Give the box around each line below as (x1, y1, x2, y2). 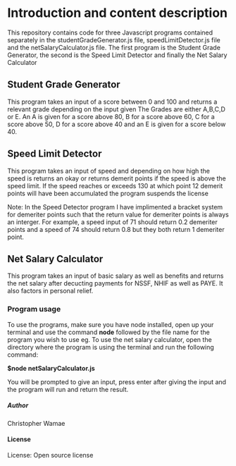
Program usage (7, 305, 61, 314)
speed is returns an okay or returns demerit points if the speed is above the (7, 174, 227, 183)
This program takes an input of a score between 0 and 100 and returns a (7, 97, 218, 106)
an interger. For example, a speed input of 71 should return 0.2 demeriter (7, 217, 218, 226)
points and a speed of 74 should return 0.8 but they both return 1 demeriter (7, 225, 225, 233)
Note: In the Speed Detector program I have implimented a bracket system (7, 202, 223, 211)
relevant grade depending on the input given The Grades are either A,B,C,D (7, 104, 225, 114)
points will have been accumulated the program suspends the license (7, 189, 209, 197)
